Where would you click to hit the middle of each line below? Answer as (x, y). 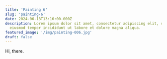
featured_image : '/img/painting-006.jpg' (49, 32)
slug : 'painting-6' (25, 14)
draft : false (19, 37)
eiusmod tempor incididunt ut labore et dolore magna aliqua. (75, 28)
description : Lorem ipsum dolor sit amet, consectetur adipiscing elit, (82, 23)
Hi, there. (15, 51)
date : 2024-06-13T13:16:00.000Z (39, 19)
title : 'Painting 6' (27, 10)
